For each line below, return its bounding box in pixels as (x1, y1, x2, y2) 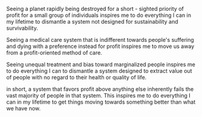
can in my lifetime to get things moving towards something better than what (6, 98, 196, 105)
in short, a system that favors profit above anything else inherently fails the (6, 85, 194, 93)
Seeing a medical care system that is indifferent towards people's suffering (6, 36, 195, 43)
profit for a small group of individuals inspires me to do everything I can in (6, 12, 192, 19)
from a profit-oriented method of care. (6, 49, 102, 56)
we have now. (6, 105, 41, 112)
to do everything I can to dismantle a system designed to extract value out (6, 67, 193, 75)
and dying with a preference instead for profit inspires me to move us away (6, 42, 195, 50)
